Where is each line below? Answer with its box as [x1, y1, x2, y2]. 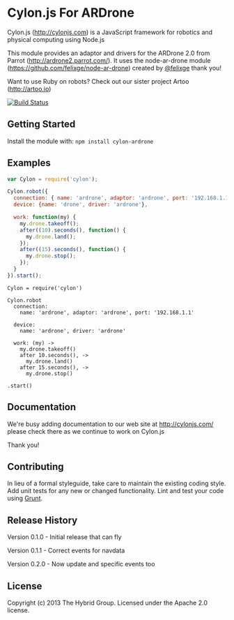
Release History [7, 514, 78, 526]
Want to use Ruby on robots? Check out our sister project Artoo [7, 77, 189, 85]
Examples [7, 157, 51, 169]
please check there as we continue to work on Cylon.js [7, 427, 165, 435]
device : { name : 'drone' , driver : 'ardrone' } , [13, 201, 148, 209]
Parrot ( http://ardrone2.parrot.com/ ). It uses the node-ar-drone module [7, 56, 211, 64]
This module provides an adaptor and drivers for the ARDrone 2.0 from [7, 49, 210, 57]
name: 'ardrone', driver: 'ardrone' [19, 327, 127, 334]
